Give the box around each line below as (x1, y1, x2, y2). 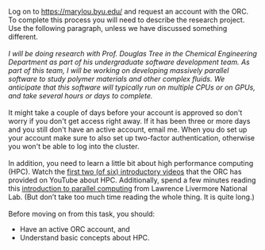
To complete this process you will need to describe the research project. (8, 15, 245, 25)
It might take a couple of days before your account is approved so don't (8, 108, 243, 117)
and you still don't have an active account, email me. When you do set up (8, 125, 248, 134)
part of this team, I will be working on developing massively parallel (8, 66, 229, 75)
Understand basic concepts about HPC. (19, 233, 150, 242)
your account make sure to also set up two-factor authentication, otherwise (8, 133, 255, 142)
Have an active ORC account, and (19, 225, 131, 233)
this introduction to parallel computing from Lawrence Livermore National (8, 184, 248, 193)
